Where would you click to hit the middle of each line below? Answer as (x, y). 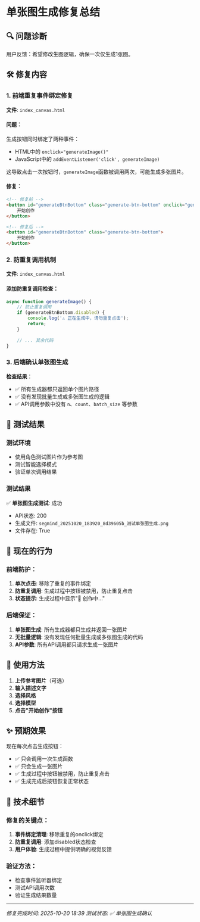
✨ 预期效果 (26, 731)
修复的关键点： (28, 820)
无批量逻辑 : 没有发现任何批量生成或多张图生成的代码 (79, 637)
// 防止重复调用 (34, 307)
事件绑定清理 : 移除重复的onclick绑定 (59, 834)
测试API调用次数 (35, 887)
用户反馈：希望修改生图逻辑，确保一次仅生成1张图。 (70, 54)
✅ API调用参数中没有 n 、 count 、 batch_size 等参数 (76, 404)
